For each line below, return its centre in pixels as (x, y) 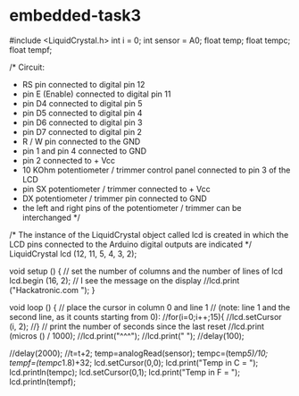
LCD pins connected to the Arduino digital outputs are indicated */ (131, 244)
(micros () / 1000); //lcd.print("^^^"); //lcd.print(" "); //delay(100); (127, 335)
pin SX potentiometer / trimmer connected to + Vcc (116, 189)
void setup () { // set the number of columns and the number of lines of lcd (146, 271)
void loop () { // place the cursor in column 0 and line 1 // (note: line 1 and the (150, 307)
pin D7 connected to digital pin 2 (82, 131)
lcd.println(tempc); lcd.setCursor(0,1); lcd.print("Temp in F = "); (125, 372)
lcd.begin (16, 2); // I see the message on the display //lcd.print (125, 280)
